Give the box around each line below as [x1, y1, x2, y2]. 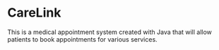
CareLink [7, 5, 61, 21]
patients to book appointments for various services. [7, 35, 158, 43]
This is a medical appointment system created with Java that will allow [7, 28, 212, 36]
